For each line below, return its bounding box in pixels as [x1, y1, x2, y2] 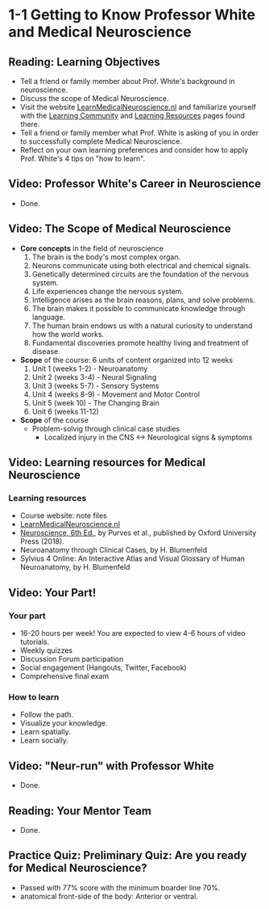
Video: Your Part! [8, 586, 97, 600]
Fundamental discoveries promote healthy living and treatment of [31, 338, 249, 347]
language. [31, 312, 66, 322]
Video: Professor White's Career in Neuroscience [8, 177, 262, 191]
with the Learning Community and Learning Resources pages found [19, 111, 246, 120]
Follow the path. [19, 709, 74, 720]
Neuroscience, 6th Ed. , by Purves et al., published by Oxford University [19, 528, 257, 538]
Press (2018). [19, 537, 64, 546]
